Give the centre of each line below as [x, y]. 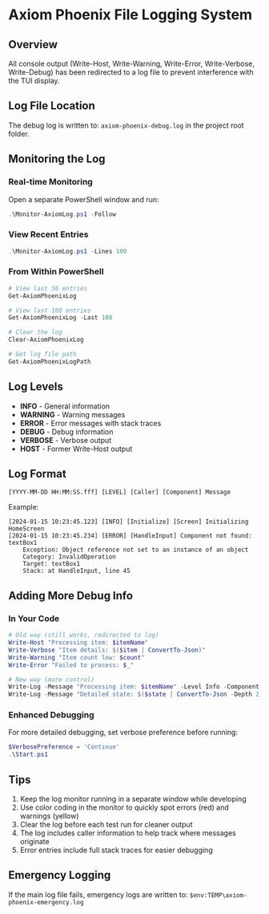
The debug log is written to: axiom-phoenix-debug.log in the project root [126, 125]
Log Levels [36, 387]
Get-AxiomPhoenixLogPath [50, 362]
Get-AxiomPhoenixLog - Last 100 [60, 318]
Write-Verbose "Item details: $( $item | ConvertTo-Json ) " [107, 650]
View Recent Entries [48, 234]
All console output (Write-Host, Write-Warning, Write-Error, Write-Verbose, [131, 63]
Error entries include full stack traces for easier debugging [116, 850]
